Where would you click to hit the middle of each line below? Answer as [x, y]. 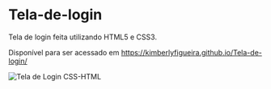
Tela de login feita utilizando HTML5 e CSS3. [83, 37]
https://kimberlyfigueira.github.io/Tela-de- [192, 52]
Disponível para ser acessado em [64, 52]
